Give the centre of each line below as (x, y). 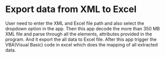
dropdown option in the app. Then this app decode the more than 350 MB (83, 28)
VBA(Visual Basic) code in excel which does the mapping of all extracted (81, 44)
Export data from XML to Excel (71, 9)
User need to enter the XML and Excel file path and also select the (75, 23)
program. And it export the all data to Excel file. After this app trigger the (81, 39)
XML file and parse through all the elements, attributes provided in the (79, 34)
